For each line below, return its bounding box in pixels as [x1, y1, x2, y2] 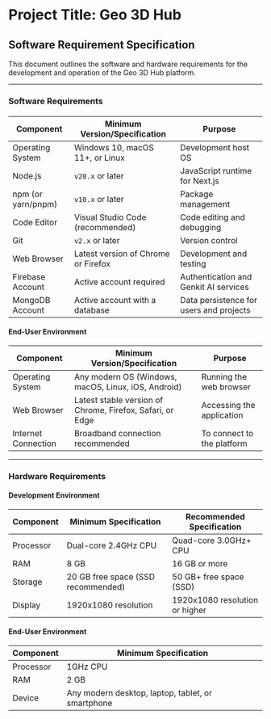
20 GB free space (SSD [66, 571, 156, 582]
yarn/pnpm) [12, 198, 58, 209]
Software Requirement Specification [8, 38, 195, 52]
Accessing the [201, 399, 256, 410]
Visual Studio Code [73, 212, 147, 223]
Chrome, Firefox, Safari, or [73, 404, 174, 415]
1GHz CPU [66, 661, 108, 672]
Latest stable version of [73, 394, 164, 406]
